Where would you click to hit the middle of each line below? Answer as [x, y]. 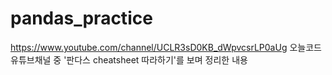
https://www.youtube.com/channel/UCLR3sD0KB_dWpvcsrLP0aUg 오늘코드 [166, 47]
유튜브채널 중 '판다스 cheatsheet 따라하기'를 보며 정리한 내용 [129, 59]
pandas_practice [81, 18]
